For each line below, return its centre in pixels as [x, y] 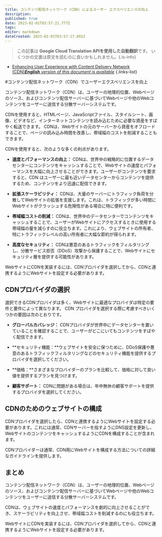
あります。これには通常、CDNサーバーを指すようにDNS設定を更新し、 [84, 427]
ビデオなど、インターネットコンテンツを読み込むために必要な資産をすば [85, 120]
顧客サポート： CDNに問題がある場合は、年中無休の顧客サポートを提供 [83, 386]
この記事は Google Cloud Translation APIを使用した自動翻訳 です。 [83, 51]
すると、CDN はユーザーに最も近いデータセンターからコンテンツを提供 [83, 177]
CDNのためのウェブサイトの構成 [53, 409]
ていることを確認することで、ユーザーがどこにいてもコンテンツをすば [81, 331]
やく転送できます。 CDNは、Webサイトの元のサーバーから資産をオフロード [80, 126]
